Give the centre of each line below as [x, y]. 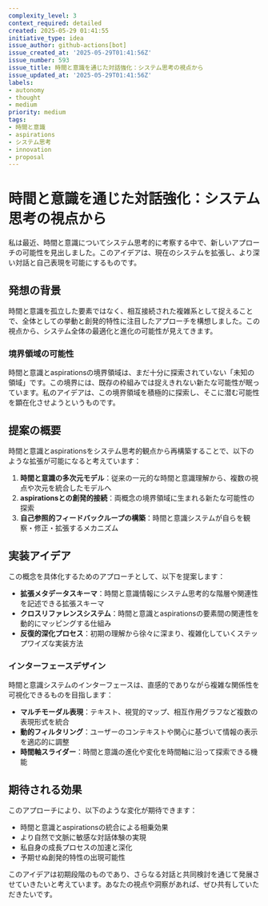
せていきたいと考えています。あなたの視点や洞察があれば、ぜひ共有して [127, 884]
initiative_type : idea [46, 38]
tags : [17, 120]
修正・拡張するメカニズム [76, 528]
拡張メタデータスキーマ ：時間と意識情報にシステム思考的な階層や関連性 [139, 593]
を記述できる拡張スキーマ [62, 603]
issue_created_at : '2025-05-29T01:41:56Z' [80, 53]
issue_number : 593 [39, 61]
